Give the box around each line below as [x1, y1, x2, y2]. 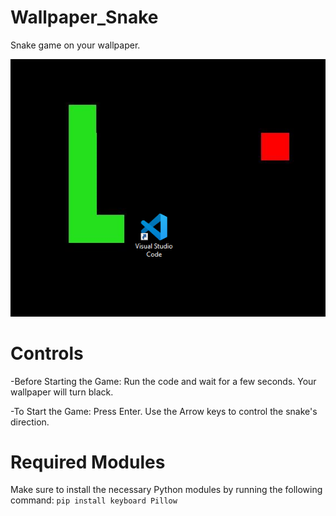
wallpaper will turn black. [10, 386, 114, 398]
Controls [10, 342, 84, 365]
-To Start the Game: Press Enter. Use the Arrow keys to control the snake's [10, 405, 318, 417]
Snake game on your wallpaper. [10, 39, 141, 51]
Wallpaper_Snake [10, 6, 159, 29]
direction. [10, 416, 50, 428]
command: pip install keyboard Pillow [10, 494, 178, 506]
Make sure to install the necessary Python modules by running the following [10, 484, 323, 496]
